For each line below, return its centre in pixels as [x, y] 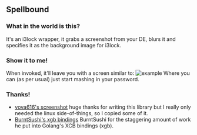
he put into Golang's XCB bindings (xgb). [64, 126]
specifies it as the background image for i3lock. [64, 45]
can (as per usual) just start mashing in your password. [73, 79]
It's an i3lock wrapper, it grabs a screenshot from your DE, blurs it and [91, 39]
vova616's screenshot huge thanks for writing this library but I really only [103, 107]
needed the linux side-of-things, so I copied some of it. [81, 113]
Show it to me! [27, 60]
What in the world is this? [43, 26]
